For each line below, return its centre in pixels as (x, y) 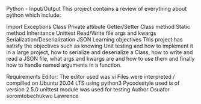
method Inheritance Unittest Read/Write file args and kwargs (81, 33)
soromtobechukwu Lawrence (42, 96)
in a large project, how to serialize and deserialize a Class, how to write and (100, 52)
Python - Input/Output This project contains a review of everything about (97, 9)
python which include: (34, 15)
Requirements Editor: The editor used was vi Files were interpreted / (91, 77)
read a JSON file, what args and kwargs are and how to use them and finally (100, 59)
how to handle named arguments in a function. (64, 65)
